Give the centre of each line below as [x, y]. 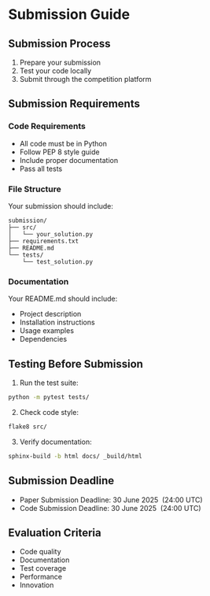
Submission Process [59, 44]
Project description [50, 314]
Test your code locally [55, 71]
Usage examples [47, 331]
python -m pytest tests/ [49, 398]
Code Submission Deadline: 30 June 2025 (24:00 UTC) [110, 508]
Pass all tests [41, 168]
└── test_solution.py [57, 261]
